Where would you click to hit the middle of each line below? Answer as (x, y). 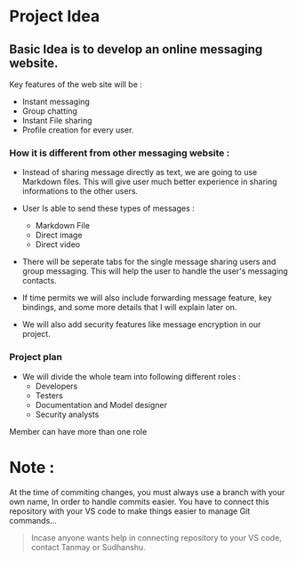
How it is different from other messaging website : (120, 153)
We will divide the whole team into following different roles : (131, 376)
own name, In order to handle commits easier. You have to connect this (139, 501)
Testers (49, 395)
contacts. (39, 281)
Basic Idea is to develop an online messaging (136, 49)
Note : (32, 467)
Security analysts (67, 414)
